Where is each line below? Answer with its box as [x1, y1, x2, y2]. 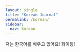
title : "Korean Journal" [5, 12, 58, 17]
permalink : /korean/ [5, 17, 50, 22]
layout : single [5, 7, 38, 13]
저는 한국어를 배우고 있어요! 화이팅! [5, 41, 75, 47]
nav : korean [10, 27, 36, 32]
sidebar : [5, 21, 24, 27]
